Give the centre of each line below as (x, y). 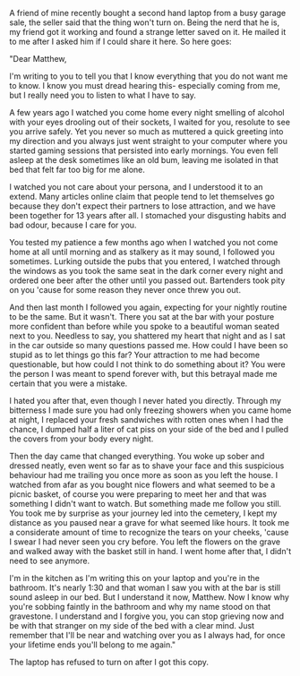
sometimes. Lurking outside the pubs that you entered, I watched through (145, 261)
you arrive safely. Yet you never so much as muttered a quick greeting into (146, 132)
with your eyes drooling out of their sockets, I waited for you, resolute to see (150, 122)
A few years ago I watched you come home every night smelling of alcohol (147, 112)
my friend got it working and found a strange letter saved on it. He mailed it (148, 32)
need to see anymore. (50, 560)
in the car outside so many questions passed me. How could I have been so (149, 345)
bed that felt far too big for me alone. (77, 170)
